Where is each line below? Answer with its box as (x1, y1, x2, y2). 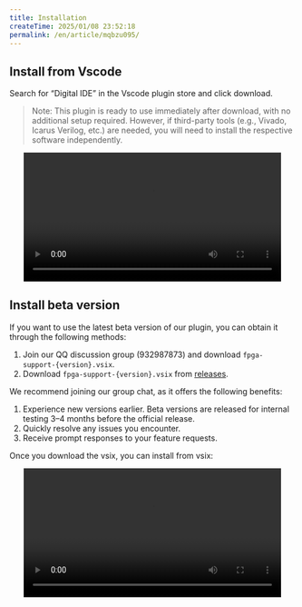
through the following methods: (9, 331, 127, 342)
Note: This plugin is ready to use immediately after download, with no (31, 105, 291, 116)
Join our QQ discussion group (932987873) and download (22, 349, 241, 360)
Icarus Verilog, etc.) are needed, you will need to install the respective (31, 124, 293, 136)
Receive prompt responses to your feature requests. (22, 433, 218, 443)
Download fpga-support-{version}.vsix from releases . (22, 368, 229, 379)
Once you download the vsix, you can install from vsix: (9, 450, 214, 461)
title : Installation (9, 13, 88, 23)
